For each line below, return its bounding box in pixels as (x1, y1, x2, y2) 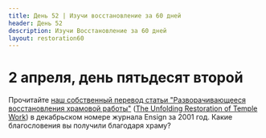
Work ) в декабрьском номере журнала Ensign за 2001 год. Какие (8, 112, 233, 122)
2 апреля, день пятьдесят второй (8, 69, 243, 87)
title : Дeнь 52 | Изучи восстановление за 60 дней (8, 11, 182, 20)
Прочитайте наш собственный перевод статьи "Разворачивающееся (8, 95, 247, 105)
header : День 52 (8, 19, 63, 27)
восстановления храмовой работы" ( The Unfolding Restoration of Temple (8, 103, 258, 113)
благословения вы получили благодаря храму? (8, 121, 171, 131)
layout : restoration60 (8, 34, 84, 43)
